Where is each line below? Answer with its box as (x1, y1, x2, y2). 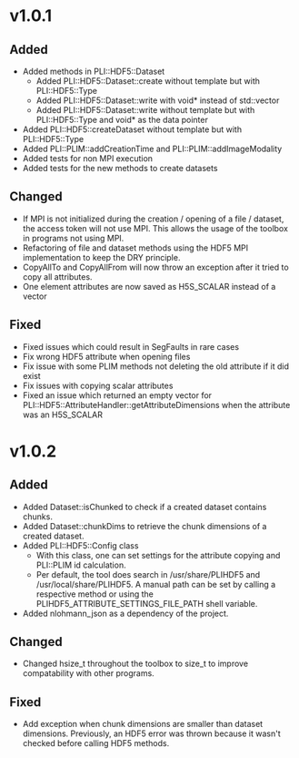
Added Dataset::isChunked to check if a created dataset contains (22, 501, 267, 512)
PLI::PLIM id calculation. (35, 559, 126, 570)
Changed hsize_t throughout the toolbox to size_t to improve (22, 658, 248, 670)
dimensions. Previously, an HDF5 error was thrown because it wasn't (22, 728, 282, 739)
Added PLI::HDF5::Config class (22, 539, 139, 551)
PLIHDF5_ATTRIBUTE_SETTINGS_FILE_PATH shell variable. (35, 598, 258, 609)
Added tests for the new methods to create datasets (22, 163, 218, 173)
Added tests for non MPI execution (22, 153, 153, 164)
